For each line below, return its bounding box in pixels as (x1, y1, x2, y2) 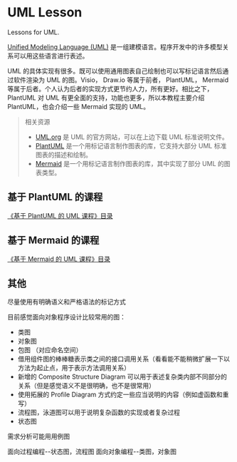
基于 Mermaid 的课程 (7, 235, 100, 247)
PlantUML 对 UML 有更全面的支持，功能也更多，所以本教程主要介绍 (7, 93, 205, 102)
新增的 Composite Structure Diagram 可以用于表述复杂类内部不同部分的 (17, 372, 228, 381)
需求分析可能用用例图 (7, 432, 70, 441)
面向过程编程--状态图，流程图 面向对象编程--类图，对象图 (7, 447, 177, 456)
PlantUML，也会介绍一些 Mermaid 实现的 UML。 (7, 102, 150, 111)
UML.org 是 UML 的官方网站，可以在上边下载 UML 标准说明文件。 (35, 133, 229, 141)
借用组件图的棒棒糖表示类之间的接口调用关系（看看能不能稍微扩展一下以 (17, 354, 230, 364)
